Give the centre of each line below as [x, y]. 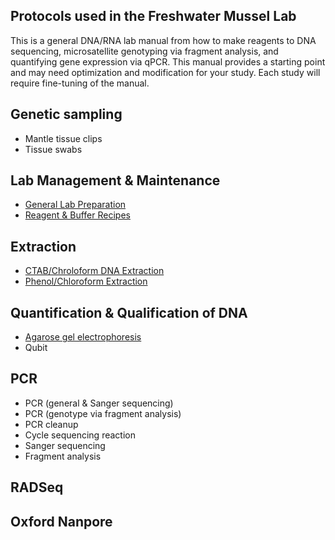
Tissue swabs [53, 149]
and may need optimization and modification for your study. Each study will [165, 72]
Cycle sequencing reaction [80, 435]
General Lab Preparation [75, 205]
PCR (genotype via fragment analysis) [103, 413]
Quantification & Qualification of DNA [129, 312]
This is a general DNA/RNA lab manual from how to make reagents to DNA [163, 40]
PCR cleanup [51, 424]
